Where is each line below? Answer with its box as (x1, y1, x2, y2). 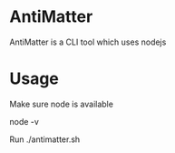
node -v (9, 116, 39, 127)
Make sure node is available (9, 98, 113, 109)
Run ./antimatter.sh (9, 134, 81, 145)
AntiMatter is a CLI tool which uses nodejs (9, 36, 167, 47)
